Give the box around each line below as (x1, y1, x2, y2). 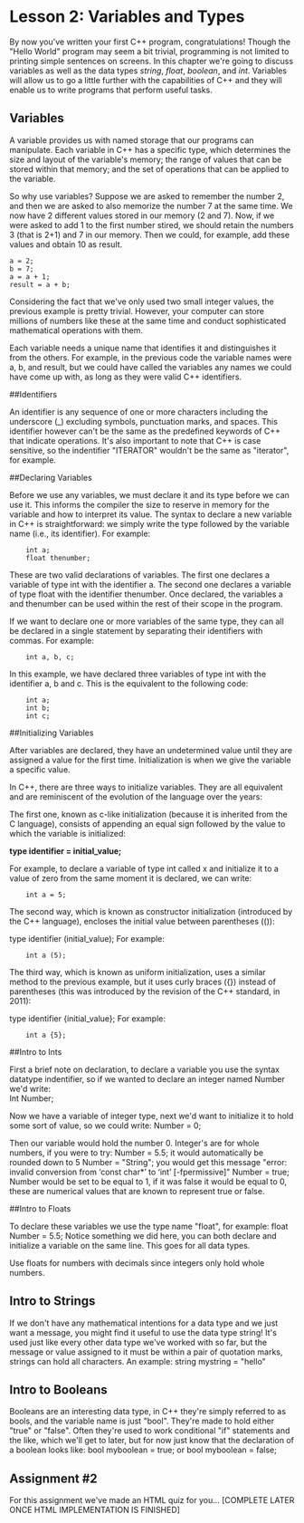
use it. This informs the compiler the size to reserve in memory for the (9, 499, 270, 510)
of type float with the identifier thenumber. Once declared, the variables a (9, 589, 283, 599)
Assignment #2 (9, 1470, 98, 1486)
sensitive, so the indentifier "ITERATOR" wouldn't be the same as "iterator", (9, 445, 290, 455)
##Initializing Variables (9, 727, 94, 738)
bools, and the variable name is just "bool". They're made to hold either (9, 1415, 274, 1427)
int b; (25, 704, 51, 713)
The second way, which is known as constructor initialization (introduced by (9, 905, 293, 916)
